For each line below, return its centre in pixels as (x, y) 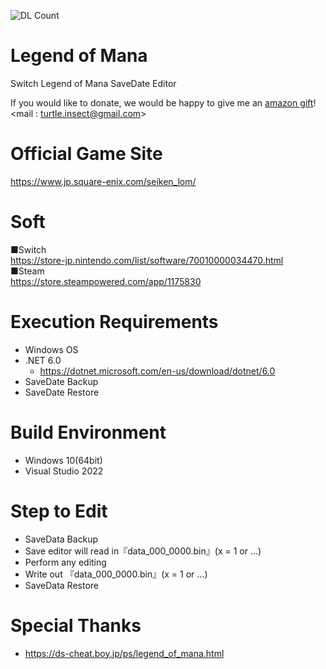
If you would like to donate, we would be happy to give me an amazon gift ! (163, 102)
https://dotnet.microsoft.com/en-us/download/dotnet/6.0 (157, 371)
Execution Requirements (114, 322)
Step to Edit (59, 511)
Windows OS (51, 349)
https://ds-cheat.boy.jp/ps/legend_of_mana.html (124, 653)
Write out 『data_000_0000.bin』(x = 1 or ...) (116, 574)
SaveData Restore (61, 585)
